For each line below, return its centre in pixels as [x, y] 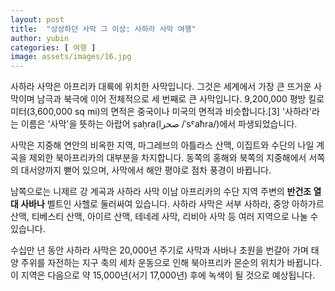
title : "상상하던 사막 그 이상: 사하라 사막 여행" [103, 29]
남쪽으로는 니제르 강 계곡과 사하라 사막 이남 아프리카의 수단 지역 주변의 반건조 [161, 192]
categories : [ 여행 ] [53, 47]
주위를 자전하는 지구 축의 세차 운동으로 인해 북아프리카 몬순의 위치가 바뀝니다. [171, 263]
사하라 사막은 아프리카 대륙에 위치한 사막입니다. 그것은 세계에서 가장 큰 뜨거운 [161, 87]
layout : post [37, 19]
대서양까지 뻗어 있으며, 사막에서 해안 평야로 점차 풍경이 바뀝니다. [146, 170]
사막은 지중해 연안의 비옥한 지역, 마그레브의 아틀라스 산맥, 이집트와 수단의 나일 [162, 145]
